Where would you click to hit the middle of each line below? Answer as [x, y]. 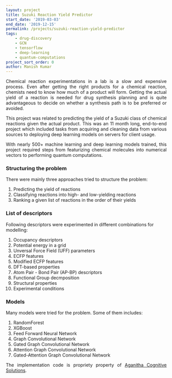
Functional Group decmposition [46, 278]
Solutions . [16, 370]
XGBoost [22, 328]
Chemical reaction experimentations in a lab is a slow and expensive [86, 82]
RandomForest [29, 323]
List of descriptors [29, 213]
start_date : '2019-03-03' [33, 19]
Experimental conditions [39, 288]
